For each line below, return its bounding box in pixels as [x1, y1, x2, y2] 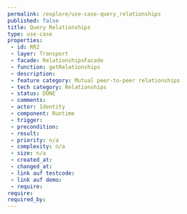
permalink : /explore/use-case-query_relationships [7, 10, 161, 18]
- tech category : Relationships [10, 83, 107, 91]
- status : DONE [10, 90, 56, 97]
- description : [10, 70, 56, 77]
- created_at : [10, 156, 53, 164]
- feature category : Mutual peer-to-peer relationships [10, 76, 181, 84]
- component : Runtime [10, 110, 75, 117]
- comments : [10, 97, 46, 104]
